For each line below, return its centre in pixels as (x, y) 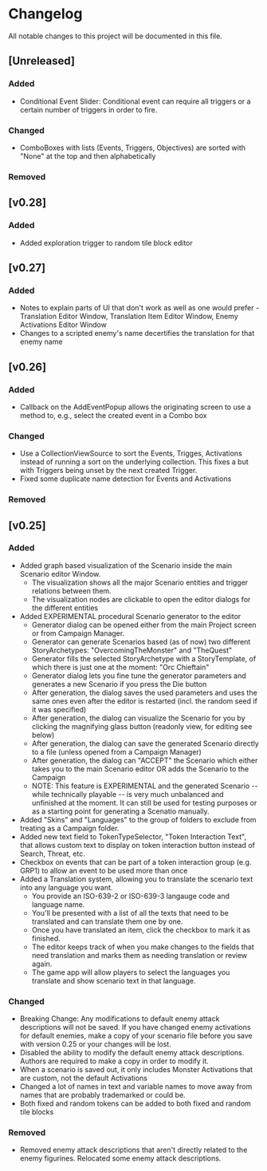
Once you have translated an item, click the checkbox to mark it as (141, 929)
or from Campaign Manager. (78, 633)
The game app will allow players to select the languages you (131, 972)
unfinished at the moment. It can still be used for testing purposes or (144, 802)
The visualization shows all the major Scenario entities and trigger (140, 582)
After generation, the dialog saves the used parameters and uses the (144, 692)
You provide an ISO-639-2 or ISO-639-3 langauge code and (130, 896)
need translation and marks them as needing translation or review (139, 955)
